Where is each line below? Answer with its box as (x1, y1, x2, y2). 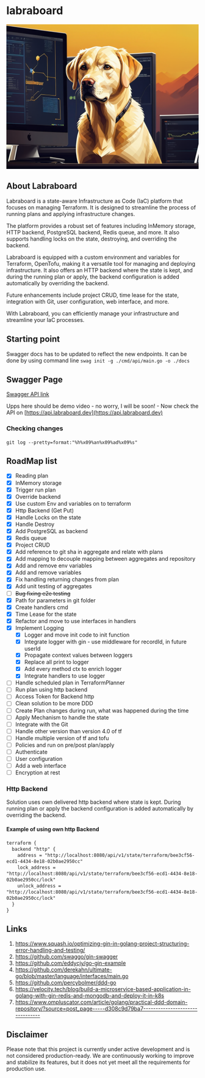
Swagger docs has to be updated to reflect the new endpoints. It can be (6, 350, 187, 357)
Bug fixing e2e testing (15, 590, 71, 597)
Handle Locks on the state (15, 514, 81, 521)
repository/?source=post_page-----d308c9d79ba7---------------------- (15, 1005, 198, 1012)
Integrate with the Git (15, 721, 68, 728)
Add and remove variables (15, 569, 82, 576)
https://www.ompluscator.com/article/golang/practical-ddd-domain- (15, 998, 188, 1006)
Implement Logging (15, 624, 64, 631)
